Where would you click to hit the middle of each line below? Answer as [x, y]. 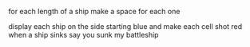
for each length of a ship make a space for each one [94, 11]
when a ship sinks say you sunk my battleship [83, 35]
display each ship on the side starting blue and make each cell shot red [125, 26]
